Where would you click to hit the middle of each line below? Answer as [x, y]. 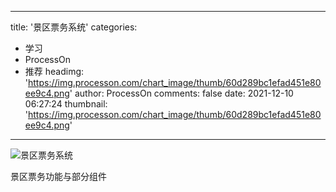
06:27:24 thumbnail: [66, 104]
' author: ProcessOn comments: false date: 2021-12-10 [181, 93]
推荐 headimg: [54, 71]
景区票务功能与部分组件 [58, 176]
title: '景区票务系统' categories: [74, 27]
